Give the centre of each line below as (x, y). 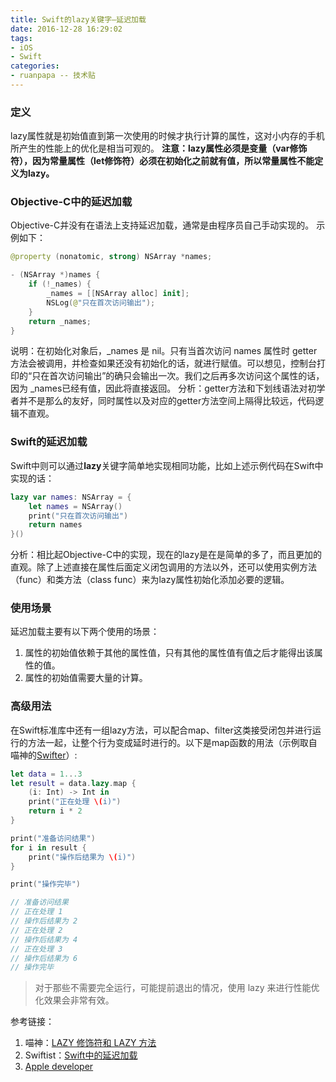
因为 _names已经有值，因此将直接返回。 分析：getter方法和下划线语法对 (159, 388)
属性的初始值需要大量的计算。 (86, 678)
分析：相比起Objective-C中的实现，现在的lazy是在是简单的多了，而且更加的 (166, 555)
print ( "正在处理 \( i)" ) (75, 802)
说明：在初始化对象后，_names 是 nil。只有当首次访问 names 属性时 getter (164, 351)
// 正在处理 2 (36, 930)
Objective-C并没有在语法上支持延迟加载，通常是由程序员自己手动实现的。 (162, 225)
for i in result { (48, 847)
